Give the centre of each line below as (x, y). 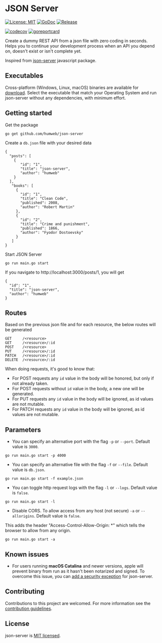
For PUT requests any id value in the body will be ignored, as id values (83, 399)
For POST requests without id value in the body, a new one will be (78, 389)
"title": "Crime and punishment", (55, 224)
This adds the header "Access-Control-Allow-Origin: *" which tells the (75, 525)
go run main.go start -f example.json (44, 479)
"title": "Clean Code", (44, 198)
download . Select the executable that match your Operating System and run (81, 92)
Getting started (29, 113)
